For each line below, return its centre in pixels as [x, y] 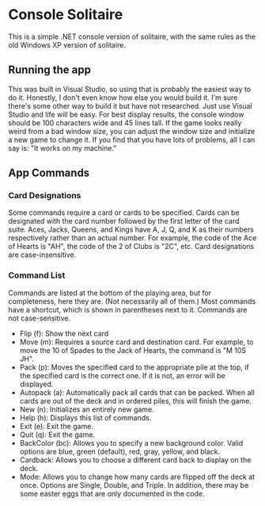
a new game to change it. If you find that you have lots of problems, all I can [132, 140]
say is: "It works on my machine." [62, 148]
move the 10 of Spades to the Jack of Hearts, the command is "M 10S [133, 350]
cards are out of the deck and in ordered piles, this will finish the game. [135, 401]
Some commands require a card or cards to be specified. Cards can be [124, 213]
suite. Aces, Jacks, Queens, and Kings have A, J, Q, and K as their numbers [131, 230]
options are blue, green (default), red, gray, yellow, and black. [120, 451]
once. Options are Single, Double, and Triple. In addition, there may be [134, 485]
